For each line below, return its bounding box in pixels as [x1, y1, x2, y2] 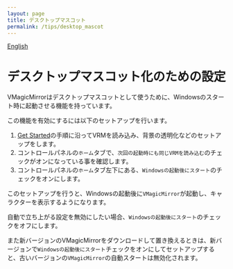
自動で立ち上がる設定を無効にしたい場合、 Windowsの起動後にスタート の [7, 213, 203, 221]
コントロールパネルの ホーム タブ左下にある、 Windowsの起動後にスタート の [17, 166, 217, 174]
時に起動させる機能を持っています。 [12, 101, 116, 110]
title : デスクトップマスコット [7, 17, 86, 24]
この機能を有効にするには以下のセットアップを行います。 [7, 116, 171, 125]
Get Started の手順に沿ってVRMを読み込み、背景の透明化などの [17, 131, 198, 140]
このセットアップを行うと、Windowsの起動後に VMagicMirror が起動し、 [7, 189, 211, 198]
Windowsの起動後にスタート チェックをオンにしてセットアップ [37, 245, 203, 254]
